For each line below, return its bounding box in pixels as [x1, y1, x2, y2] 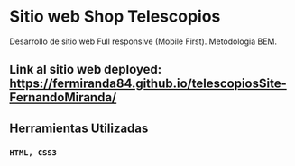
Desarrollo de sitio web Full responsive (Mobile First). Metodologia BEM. [9, 36, 278, 47]
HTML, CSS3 [9, 147, 57, 158]
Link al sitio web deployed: [9, 62, 162, 77]
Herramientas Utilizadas [9, 120, 149, 135]
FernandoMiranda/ [9, 90, 117, 105]
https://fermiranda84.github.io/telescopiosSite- [9, 76, 287, 92]
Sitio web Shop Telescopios [9, 6, 221, 27]
